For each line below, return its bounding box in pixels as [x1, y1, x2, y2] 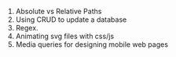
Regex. [15, 23, 38, 32]
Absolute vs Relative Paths [15, 7, 102, 16]
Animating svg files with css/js [15, 31, 115, 41]
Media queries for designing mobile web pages [15, 40, 169, 49]
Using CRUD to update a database [15, 15, 127, 24]
